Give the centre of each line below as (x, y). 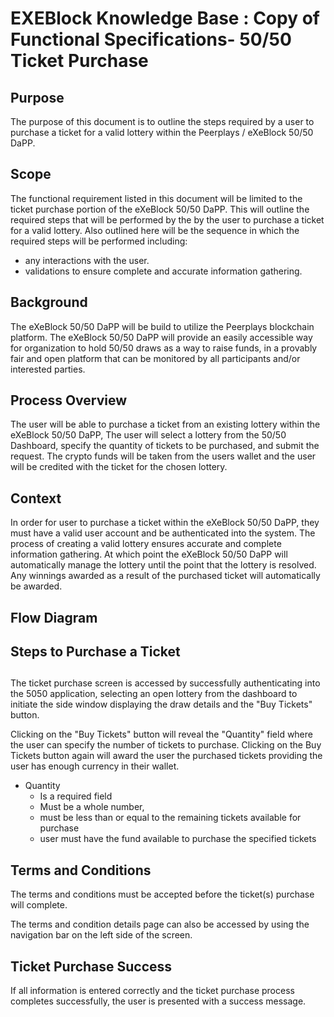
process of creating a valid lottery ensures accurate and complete (146, 544)
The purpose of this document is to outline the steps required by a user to (162, 121)
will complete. (39, 905)
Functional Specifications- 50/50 (151, 39)
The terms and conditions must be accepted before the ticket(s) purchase (162, 894)
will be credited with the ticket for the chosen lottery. (119, 467)
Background (49, 302)
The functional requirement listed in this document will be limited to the (156, 198)
